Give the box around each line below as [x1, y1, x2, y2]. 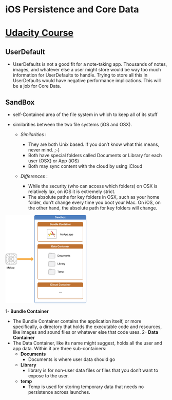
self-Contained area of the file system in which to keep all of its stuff [12, 111, 158, 118]
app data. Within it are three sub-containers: [12, 346, 107, 352]
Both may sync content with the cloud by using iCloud [28, 163, 143, 169]
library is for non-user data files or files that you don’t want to [28, 367, 158, 373]
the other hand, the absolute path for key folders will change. [28, 205, 158, 211]
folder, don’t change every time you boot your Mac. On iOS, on [28, 199, 161, 205]
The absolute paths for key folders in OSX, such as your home [28, 194, 160, 200]
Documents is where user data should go [28, 356, 116, 363]
